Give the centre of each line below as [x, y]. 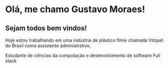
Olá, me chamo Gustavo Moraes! [75, 9]
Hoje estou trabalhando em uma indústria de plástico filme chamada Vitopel [84, 40]
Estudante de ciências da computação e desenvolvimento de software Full [83, 55]
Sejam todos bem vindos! [46, 28]
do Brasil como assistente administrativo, [48, 46]
